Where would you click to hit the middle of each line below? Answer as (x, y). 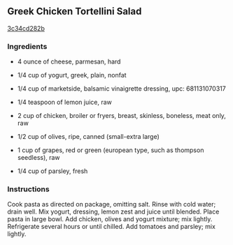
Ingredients (27, 46)
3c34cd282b (26, 28)
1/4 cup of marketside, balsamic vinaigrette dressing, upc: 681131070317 (121, 89)
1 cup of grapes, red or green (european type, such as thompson (111, 150)
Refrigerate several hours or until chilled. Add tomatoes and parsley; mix (111, 227)
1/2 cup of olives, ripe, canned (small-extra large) (88, 137)
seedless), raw (39, 158)
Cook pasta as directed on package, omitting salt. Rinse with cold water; (112, 205)
